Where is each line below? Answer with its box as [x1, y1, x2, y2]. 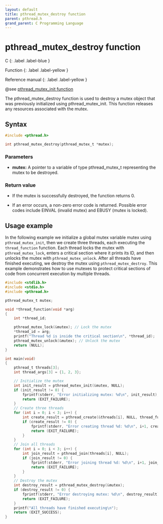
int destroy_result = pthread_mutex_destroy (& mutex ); [14, 483, 125, 488]
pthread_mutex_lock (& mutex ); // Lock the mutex [14, 325, 112, 330]
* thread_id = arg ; [14, 330, 51, 334]
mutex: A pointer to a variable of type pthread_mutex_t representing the [12, 164, 156, 171]
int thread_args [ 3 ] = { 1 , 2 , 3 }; [14, 370, 81, 375]
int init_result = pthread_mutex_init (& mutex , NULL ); [14, 383, 125, 388]
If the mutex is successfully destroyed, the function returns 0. [12, 193, 135, 199]
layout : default [5, 7, 38, 12]
